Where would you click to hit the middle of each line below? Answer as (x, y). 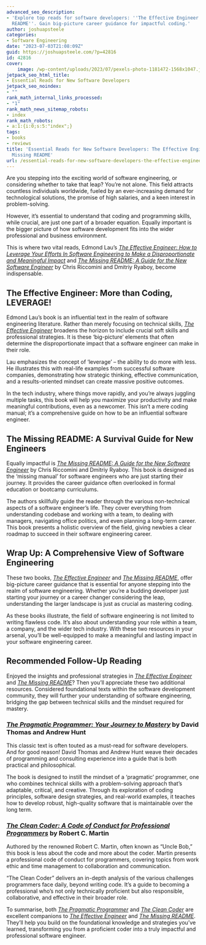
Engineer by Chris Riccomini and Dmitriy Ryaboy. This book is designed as (100, 470)
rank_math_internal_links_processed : (55, 98)
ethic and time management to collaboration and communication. (89, 866)
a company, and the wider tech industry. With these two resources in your (100, 629)
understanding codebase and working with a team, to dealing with (90, 514)
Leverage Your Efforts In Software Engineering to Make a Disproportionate (101, 254)
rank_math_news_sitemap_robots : (48, 109)
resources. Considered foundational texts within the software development (101, 689)
